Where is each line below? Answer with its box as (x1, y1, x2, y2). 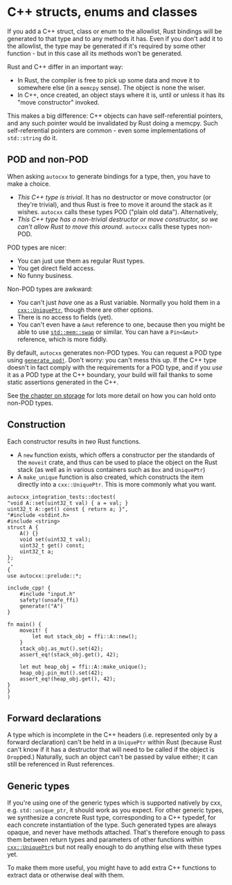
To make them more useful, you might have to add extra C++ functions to (7, 864, 217, 872)
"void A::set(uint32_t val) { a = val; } (7, 500, 129, 507)
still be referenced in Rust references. (7, 760, 115, 769)
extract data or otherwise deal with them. (7, 871, 125, 879)
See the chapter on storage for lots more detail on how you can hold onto (7, 391, 216, 399)
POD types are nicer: (7, 243, 67, 252)
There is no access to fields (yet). (17, 313, 113, 321)
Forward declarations (7, 712, 102, 724)
